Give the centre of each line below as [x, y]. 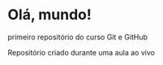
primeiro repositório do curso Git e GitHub [77, 37]
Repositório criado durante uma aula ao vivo [81, 52]
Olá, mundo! [50, 15]
